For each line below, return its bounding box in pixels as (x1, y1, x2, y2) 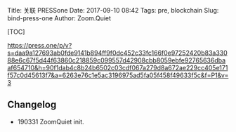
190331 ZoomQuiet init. (17, 117, 84, 126)
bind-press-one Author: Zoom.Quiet (7, 14, 111, 22)
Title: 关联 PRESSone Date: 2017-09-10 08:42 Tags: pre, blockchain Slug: (7, 6, 219, 14)
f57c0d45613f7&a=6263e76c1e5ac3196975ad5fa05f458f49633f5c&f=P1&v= (7, 71, 229, 79)
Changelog (7, 99, 57, 111)
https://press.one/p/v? (7, 41, 72, 49)
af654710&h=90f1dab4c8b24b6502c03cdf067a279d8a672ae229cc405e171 (7, 64, 228, 72)
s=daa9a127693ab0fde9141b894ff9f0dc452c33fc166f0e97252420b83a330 (7, 48, 228, 57)
